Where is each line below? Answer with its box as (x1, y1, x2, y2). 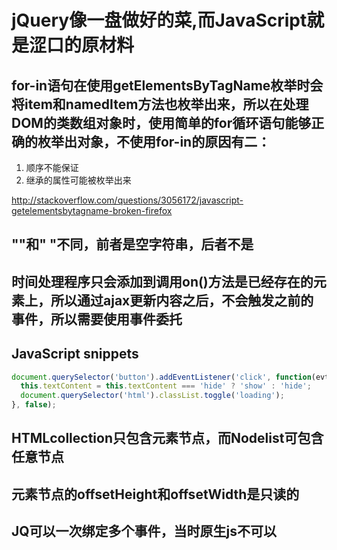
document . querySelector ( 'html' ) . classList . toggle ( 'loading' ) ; (20, 391, 285, 401)
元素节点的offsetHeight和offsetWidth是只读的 (11, 486, 300, 503)
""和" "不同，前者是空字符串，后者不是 (11, 236, 254, 253)
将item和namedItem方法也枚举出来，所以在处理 (11, 96, 309, 113)
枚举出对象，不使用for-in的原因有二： (37, 133, 271, 150)
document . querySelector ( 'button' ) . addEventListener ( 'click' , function (11, 372, 312, 382)
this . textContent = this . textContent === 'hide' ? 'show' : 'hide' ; (20, 381, 312, 391)
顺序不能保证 (25, 162, 79, 173)
